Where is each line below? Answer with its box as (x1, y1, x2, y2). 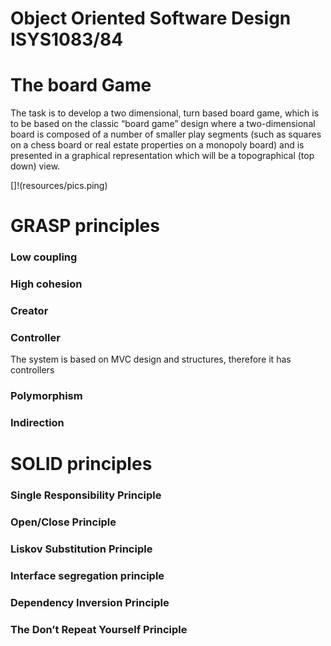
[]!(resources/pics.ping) (10, 180, 108, 192)
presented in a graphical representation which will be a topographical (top (10, 150, 315, 162)
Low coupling (10, 250, 78, 264)
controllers (10, 364, 55, 376)
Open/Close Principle (10, 515, 117, 529)
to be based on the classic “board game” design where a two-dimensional (10, 118, 316, 130)
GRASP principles (10, 215, 160, 237)
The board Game (10, 74, 152, 97)
